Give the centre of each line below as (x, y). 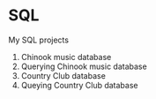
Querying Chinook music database (84, 66)
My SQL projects (39, 40)
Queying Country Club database (79, 85)
